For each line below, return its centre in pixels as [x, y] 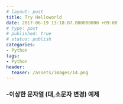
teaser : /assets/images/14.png [50, 73]
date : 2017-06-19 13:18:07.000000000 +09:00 [62, 23]
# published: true [29, 34]
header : [16, 67]
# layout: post [25, 12]
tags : [13, 56]
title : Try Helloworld [34, 17]
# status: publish [29, 39]
